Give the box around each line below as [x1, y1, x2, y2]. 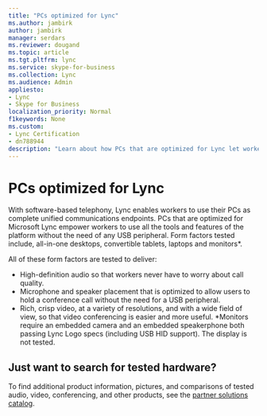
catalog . [8, 399, 35, 408]
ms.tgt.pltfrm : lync [8, 56, 77, 64]
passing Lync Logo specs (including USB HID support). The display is [19, 329, 248, 339]
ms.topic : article [8, 49, 69, 56]
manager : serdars [8, 33, 66, 42]
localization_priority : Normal [8, 108, 112, 116]
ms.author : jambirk [8, 19, 73, 27]
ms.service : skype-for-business [8, 64, 115, 72]
